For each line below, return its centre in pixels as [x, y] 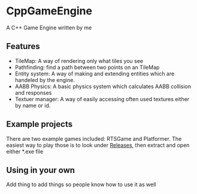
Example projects [40, 124]
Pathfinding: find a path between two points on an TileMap [87, 67]
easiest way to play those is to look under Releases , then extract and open [98, 145]
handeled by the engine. [45, 80]
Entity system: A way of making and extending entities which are [95, 74]
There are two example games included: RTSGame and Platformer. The [94, 138]
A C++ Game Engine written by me [49, 28]
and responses [33, 93]
